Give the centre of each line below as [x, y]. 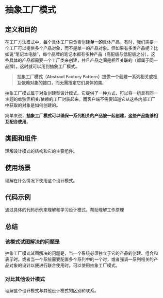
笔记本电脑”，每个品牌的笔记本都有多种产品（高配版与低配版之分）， [83, 54]
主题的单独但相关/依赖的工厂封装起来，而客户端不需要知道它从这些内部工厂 [80, 99]
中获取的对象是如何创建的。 [33, 105]
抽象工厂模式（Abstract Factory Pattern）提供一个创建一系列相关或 [85, 77]
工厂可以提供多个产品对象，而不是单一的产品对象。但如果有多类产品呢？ [81, 48]
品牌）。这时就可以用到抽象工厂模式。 [42, 66]
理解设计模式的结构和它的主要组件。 [41, 151]
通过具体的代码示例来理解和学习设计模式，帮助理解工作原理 [65, 210]
